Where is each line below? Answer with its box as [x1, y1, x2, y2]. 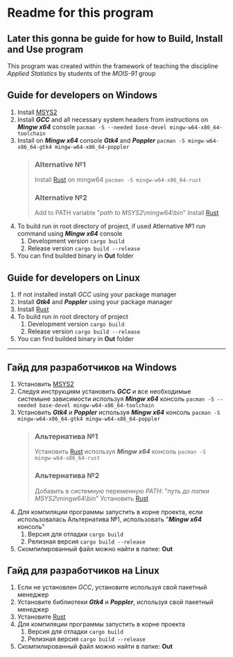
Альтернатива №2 [34, 471, 100, 481]
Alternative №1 [34, 159, 87, 169]
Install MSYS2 [17, 108, 58, 116]
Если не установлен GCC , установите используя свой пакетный [17, 583, 207, 592]
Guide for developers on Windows [7, 89, 158, 102]
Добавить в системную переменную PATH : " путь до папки [34, 486, 209, 495]
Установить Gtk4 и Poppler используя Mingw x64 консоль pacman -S [17, 409, 221, 417]
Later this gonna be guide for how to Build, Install [7, 33, 223, 45]
